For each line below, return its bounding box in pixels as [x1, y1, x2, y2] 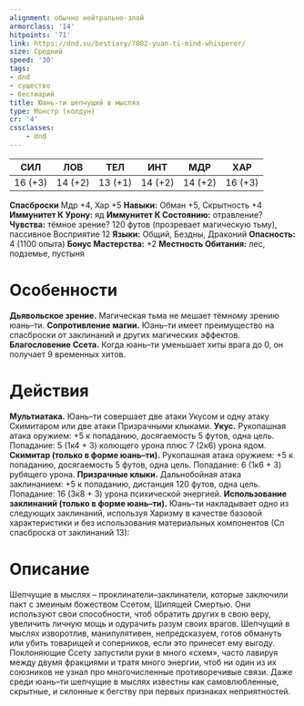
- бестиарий [9, 89, 55, 98]
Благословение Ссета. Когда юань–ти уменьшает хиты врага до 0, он [9, 339, 284, 350]
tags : [9, 65, 30, 74]
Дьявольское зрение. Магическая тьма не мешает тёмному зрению [9, 310, 280, 321]
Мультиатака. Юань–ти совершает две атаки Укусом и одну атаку [9, 411, 270, 422]
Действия [9, 381, 89, 401]
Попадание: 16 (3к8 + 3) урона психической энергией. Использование [9, 488, 288, 499]
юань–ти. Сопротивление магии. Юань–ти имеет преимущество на [9, 320, 275, 331]
